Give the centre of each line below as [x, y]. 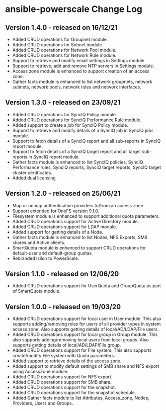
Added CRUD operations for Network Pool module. [64, 50]
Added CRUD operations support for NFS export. [62, 377]
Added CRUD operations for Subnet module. [58, 45]
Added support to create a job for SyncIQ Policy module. [70, 125]
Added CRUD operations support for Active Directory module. [76, 221]
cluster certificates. [32, 172]
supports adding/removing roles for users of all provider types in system [86, 324]
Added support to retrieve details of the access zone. [67, 361]
